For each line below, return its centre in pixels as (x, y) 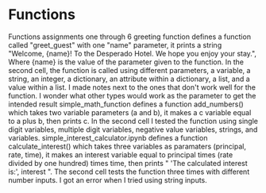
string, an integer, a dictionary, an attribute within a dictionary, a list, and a (129, 79)
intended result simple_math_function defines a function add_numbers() (126, 104)
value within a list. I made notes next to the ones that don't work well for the (132, 87)
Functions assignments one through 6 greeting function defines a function (130, 37)
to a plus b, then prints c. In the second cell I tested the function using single (133, 121)
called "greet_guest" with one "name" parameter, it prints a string (115, 44)
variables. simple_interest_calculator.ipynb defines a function (108, 137)
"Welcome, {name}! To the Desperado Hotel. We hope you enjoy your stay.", (132, 53)
